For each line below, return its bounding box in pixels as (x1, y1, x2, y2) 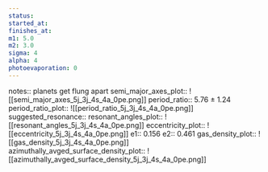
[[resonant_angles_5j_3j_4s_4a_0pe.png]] (8, 120, 144, 129)
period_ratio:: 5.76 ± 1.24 (148, 94, 232, 104)
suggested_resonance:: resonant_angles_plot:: (8, 112, 163, 121)
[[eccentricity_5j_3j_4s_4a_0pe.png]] (8, 129, 129, 138)
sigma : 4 (8, 49, 38, 57)
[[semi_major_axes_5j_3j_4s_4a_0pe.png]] (8, 94, 147, 104)
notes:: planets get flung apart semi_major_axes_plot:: (8, 86, 188, 96)
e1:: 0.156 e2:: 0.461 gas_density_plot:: (130, 129, 257, 138)
